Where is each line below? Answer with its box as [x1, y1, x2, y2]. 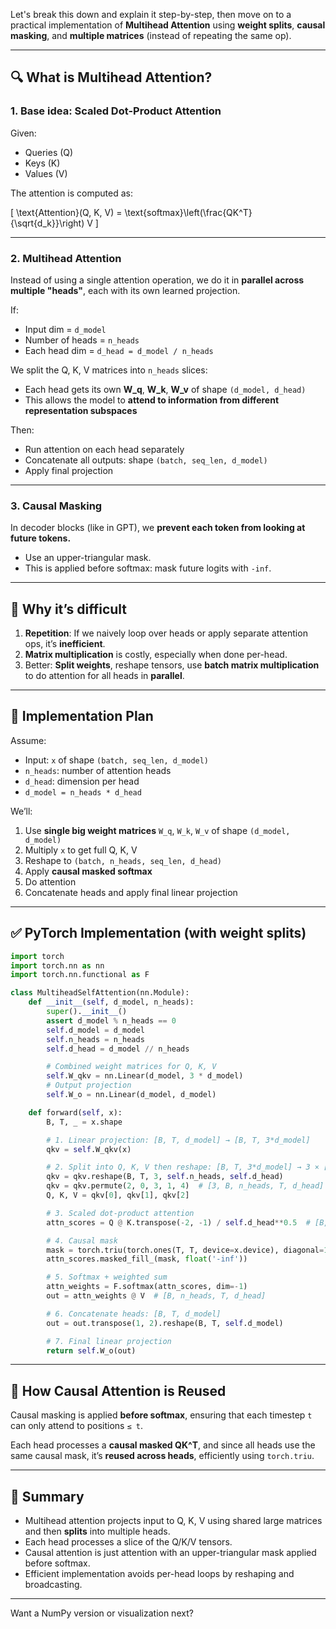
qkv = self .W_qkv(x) [46, 1144, 132, 1154]
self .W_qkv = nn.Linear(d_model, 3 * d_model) [46, 1071, 244, 1081]
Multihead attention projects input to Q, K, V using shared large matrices [24, 1515, 323, 1527]
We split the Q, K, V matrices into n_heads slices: [10, 364, 208, 376]
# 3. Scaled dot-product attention [46, 1208, 195, 1218]
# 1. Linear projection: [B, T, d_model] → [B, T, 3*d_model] [46, 1135, 311, 1145]
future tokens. [10, 532, 72, 544]
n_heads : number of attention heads [24, 764, 172, 776]
